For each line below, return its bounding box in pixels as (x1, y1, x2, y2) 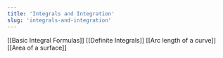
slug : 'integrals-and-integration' (7, 17, 112, 24)
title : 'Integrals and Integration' (7, 10, 115, 17)
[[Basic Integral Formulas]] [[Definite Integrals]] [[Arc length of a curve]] (7, 36, 217, 44)
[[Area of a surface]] (7, 43, 67, 52)
